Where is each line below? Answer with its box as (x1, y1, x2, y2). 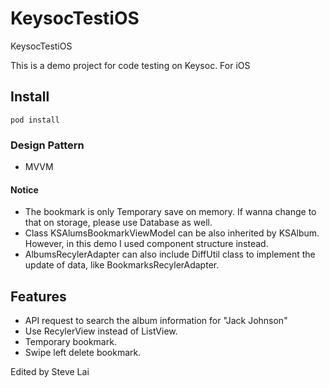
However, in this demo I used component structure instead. (24, 238, 269, 250)
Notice (10, 183, 39, 196)
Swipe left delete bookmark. (24, 347, 142, 359)
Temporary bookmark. (24, 336, 117, 348)
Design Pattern (10, 138, 85, 152)
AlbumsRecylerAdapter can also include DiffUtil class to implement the (24, 248, 316, 261)
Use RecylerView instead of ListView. (24, 325, 178, 337)
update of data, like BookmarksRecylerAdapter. (24, 259, 220, 271)
